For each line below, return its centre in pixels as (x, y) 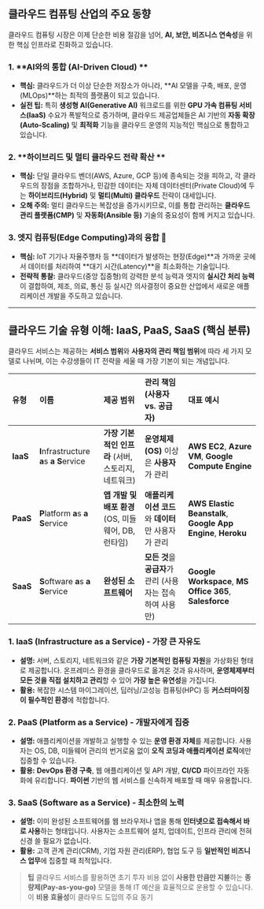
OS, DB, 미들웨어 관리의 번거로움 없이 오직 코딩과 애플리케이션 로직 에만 (143, 751)
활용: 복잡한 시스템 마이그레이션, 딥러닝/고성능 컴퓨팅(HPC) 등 (115, 690)
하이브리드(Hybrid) (58, 196)
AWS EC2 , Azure (220, 446)
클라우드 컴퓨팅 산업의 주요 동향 (80, 14)
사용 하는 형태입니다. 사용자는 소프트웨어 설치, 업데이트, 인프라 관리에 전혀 (139, 831)
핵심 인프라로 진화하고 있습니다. (64, 44)
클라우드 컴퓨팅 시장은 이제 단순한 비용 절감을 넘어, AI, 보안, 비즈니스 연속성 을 (126, 35)
